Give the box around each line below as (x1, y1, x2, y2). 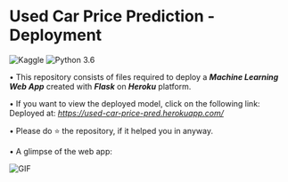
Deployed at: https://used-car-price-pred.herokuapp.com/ (9, 107, 225, 118)
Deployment (9, 25, 103, 45)
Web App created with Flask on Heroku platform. (9, 81, 192, 91)
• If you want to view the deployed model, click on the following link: (9, 98, 260, 108)
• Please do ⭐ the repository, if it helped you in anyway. (9, 125, 214, 136)
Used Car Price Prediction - (9, 6, 216, 27)
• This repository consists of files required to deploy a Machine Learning (9, 71, 279, 82)
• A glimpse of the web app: (9, 146, 113, 156)
